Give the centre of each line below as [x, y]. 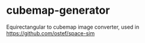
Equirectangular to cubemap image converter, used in [73, 27]
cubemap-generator [58, 10]
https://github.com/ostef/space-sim [51, 33]
